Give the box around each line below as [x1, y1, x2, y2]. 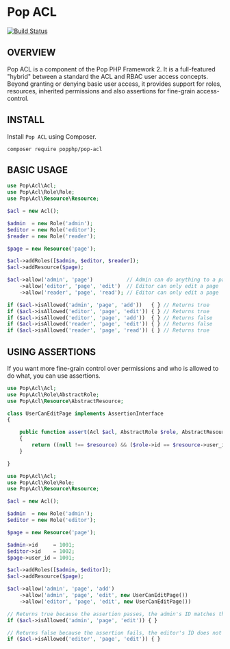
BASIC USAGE [7, 164, 68, 176]
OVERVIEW [7, 47, 56, 58]
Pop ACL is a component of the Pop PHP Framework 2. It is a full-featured [7, 65, 216, 73]
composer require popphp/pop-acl [7, 146, 103, 152]
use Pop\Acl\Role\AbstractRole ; [7, 391, 99, 398]
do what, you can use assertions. [7, 372, 101, 380]
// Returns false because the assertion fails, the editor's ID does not [7, 629, 222, 636]
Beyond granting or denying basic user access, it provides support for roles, [7, 80, 222, 88]
